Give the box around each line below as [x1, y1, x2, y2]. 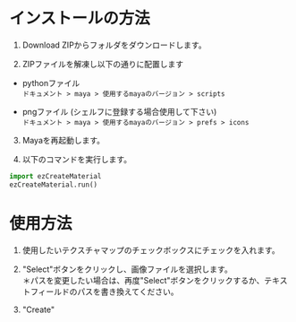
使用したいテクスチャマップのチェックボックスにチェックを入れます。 [21, 244, 280, 256]
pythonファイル [21, 77, 80, 88]
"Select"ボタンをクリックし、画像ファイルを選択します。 [21, 264, 233, 274]
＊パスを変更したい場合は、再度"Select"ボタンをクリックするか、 [21, 274, 265, 285]
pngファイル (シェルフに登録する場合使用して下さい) [21, 106, 217, 117]
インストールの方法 [9, 8, 150, 29]
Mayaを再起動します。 [21, 135, 106, 145]
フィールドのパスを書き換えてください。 [30, 286, 179, 297]
